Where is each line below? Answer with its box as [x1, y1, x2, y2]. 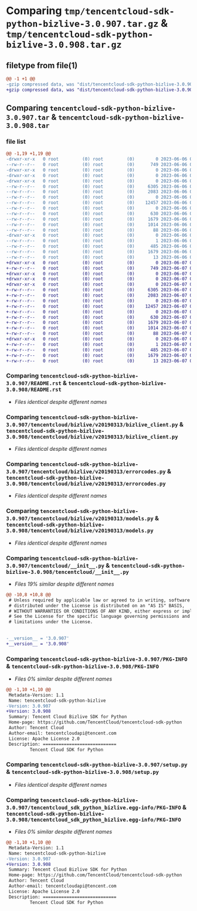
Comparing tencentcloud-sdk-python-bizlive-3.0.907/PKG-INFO [6, 655, 188, 663]
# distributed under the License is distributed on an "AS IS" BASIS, [8, 603, 185, 609]
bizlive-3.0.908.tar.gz [6, 39, 122, 50]
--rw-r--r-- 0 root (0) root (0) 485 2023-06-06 [6, 243, 188, 250]
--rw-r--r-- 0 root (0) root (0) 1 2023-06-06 [6, 238, 188, 244]
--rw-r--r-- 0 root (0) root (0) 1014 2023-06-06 [6, 222, 188, 227]
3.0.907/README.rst [6, 380, 62, 387]
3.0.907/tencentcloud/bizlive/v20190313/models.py [6, 515, 154, 522]
